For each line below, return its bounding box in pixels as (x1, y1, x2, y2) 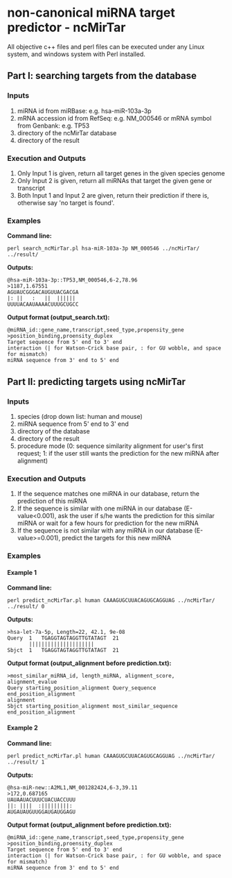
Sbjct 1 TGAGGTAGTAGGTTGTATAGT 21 (7, 647, 119, 654)
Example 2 (7, 723, 38, 732)
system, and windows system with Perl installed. (7, 50, 145, 58)
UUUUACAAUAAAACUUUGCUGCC (7, 301, 79, 308)
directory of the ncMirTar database (17, 128, 117, 137)
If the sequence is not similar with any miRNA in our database (17, 526, 193, 535)
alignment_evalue (7, 678, 57, 686)
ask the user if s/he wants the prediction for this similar (57, 512, 215, 520)
